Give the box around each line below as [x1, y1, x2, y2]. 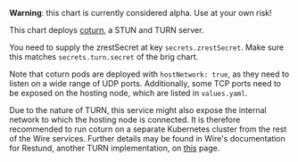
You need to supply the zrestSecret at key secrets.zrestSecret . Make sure [9, 42, 285, 53]
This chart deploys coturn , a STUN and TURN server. [9, 25, 204, 35]
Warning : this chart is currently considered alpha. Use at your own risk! [9, 8, 272, 18]
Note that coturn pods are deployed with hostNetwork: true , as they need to [9, 69, 290, 79]
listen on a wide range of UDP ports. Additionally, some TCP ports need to [9, 78, 281, 88]
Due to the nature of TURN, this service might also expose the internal [9, 105, 268, 115]
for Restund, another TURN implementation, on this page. [9, 142, 220, 153]
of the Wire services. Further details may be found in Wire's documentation [9, 134, 286, 143]
